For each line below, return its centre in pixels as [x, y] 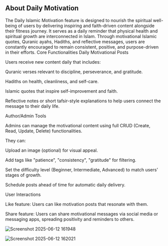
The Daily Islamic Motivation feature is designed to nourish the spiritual [78, 20]
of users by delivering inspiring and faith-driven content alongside [86, 26]
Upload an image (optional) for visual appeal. [52, 150]
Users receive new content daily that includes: [53, 62]
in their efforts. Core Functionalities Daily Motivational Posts [67, 52]
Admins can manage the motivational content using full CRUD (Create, [78, 125]
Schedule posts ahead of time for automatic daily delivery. [65, 184]
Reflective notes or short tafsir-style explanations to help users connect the [83, 101]
